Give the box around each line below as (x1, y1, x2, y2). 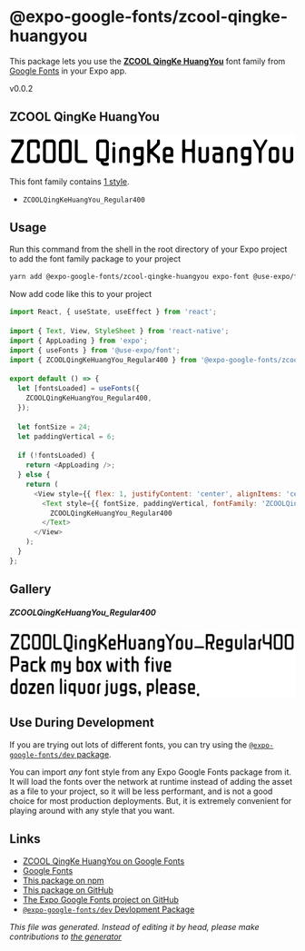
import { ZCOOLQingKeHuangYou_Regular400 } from (9, 355, 197, 364)
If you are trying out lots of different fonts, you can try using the (9, 738, 248, 750)
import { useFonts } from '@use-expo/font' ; (9, 345, 181, 355)
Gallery (9, 581, 52, 597)
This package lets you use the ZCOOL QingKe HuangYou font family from (9, 55, 286, 66)
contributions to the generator (9, 931, 123, 942)
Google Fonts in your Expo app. (9, 65, 127, 76)
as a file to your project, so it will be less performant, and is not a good (9, 786, 273, 797)
